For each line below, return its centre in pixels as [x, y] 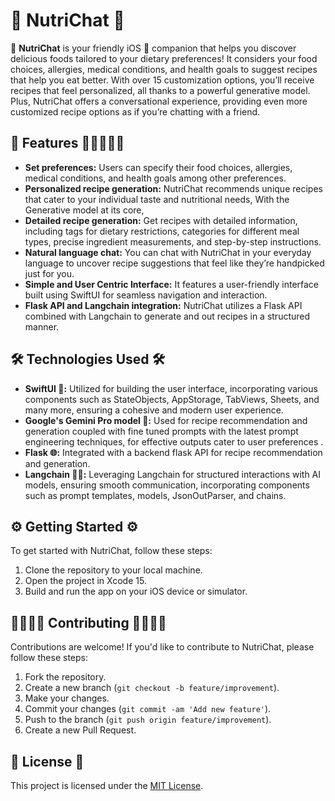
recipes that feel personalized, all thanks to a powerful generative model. [160, 90]
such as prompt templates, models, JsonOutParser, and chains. [155, 495]
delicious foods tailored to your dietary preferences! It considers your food [164, 58]
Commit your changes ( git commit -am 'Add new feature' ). [148, 709]
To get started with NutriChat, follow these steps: [111, 551]
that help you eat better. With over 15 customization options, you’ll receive [162, 80]
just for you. [49, 273]
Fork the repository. [65, 677]
